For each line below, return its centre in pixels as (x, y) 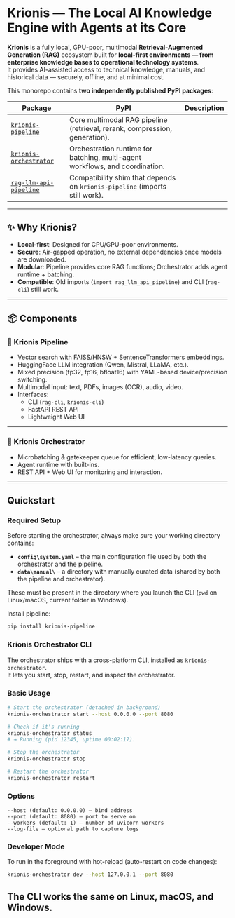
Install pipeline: (29, 614)
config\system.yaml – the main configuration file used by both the (112, 557)
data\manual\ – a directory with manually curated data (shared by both (119, 572)
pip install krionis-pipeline (51, 627)
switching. (32, 379)
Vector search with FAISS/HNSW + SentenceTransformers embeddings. (121, 357)
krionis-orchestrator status (50, 733)
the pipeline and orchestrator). (61, 579)
